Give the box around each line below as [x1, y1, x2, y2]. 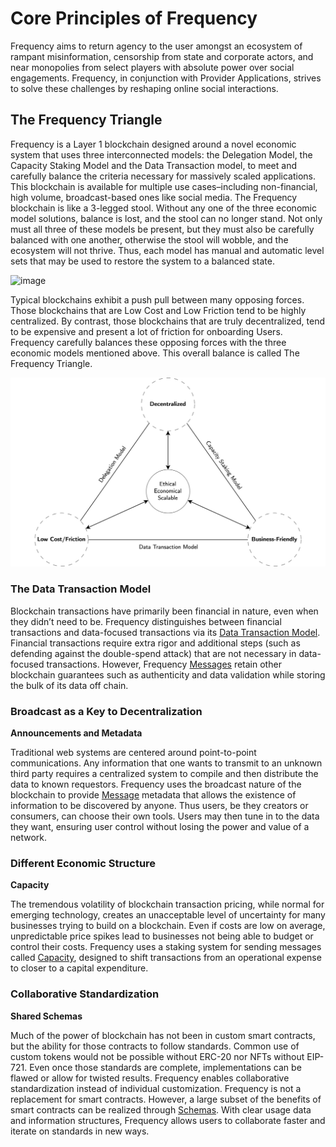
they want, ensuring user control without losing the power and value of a [10, 821, 310, 833]
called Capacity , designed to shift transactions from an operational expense [10, 952, 322, 964]
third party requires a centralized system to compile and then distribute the [10, 768, 319, 780]
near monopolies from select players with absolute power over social [10, 61, 295, 73]
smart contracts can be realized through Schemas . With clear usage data [10, 1103, 312, 1116]
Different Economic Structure [10, 856, 157, 870]
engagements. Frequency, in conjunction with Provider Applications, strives [10, 72, 322, 84]
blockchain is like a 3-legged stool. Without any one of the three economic [10, 202, 317, 214]
